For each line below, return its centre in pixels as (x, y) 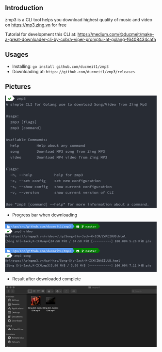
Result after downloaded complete (46, 279)
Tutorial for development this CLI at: (41, 34)
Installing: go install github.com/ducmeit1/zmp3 (60, 66)
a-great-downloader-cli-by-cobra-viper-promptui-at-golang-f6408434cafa (81, 39)
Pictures (18, 87)
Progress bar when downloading (45, 215)
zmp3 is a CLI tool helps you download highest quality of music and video (79, 19)
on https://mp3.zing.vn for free (36, 25)
